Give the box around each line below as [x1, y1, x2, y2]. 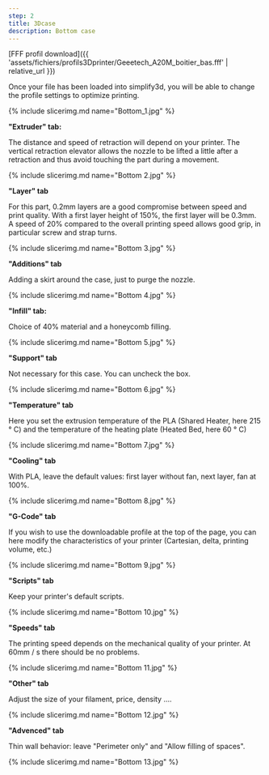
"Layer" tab [8, 186, 48, 196]
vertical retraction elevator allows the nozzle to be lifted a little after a [8, 147, 238, 156]
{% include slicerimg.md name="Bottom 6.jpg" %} [8, 385, 176, 394]
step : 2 [8, 11, 35, 20]
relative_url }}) [8, 66, 56, 76]
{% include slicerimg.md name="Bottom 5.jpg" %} [8, 338, 176, 347]
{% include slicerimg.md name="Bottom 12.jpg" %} [8, 710, 179, 720]
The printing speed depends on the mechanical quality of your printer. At [8, 639, 251, 649]
